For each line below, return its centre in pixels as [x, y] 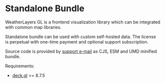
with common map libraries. [33, 27]
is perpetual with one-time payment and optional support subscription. [77, 41]
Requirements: [20, 66]
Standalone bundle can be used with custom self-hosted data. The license [81, 37]
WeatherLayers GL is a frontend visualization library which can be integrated [83, 22]
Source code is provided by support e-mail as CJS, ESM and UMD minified [81, 51]
